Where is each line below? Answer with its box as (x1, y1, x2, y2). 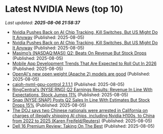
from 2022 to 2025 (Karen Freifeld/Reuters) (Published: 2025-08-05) (12, 118, 152, 124)
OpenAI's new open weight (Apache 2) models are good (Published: (12, 71, 150, 77)
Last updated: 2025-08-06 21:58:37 (5, 20, 80, 26)
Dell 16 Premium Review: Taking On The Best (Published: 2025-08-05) (12, 123, 155, 129)
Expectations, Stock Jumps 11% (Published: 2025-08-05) (12, 92, 129, 98)
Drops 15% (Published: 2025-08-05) (12, 102, 86, 108)
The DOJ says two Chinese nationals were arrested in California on (12, 107, 148, 113)
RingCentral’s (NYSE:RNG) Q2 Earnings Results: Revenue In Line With (12, 86, 153, 92)
